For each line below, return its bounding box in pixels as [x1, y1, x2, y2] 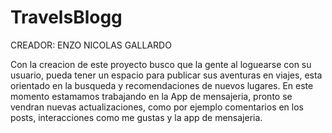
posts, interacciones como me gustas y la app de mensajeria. [10, 111, 263, 123]
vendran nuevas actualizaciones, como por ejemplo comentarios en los [10, 101, 304, 113]
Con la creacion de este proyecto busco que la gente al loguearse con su [10, 58, 312, 70]
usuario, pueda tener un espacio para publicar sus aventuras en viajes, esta [10, 69, 323, 81]
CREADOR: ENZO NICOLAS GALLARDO [10, 39, 172, 51]
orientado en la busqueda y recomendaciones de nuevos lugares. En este [10, 79, 314, 91]
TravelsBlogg [10, 6, 123, 29]
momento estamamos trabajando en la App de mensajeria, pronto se [10, 90, 293, 102]
